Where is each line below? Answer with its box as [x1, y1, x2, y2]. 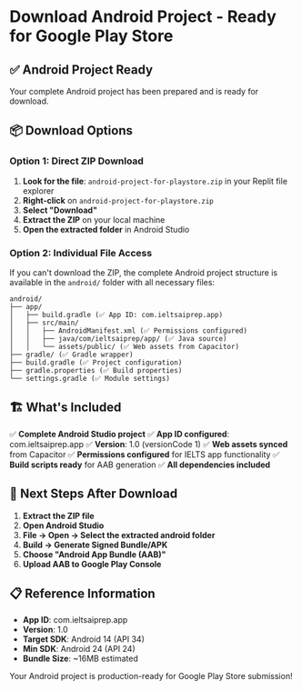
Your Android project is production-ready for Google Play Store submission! [9, 671, 293, 682]
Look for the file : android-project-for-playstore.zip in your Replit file [22, 175, 288, 186]
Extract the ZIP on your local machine [22, 214, 166, 225]
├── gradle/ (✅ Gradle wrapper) [9, 350, 134, 359]
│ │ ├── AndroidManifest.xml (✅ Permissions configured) [9, 325, 248, 335]
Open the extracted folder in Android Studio [22, 224, 190, 235]
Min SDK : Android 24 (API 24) [22, 644, 136, 655]
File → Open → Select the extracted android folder [22, 529, 216, 540]
